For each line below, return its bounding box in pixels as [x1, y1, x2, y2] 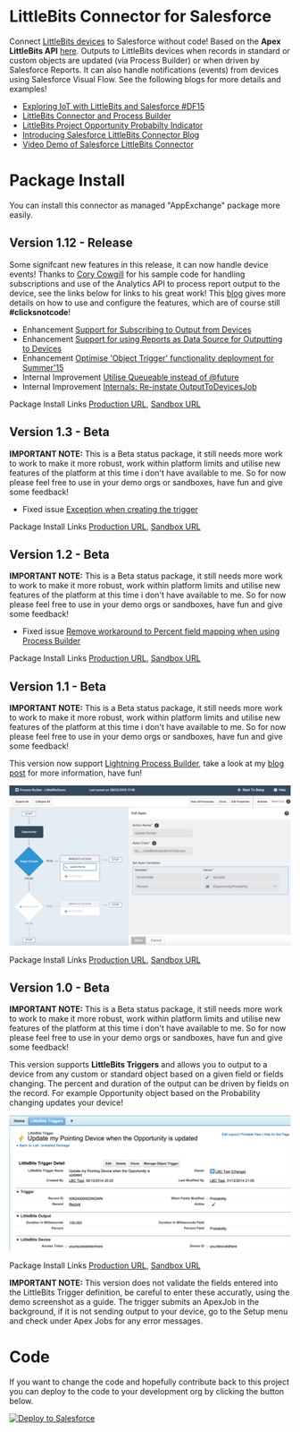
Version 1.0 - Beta [9, 980, 110, 995]
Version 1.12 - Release [9, 236, 133, 251]
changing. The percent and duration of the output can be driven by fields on [9, 1078, 289, 1089]
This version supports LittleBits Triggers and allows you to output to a [9, 1059, 268, 1070]
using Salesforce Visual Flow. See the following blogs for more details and [9, 73, 281, 84]
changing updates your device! [9, 1097, 123, 1108]
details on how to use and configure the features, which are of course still [9, 297, 280, 308]
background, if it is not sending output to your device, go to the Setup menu [9, 1306, 288, 1316]
